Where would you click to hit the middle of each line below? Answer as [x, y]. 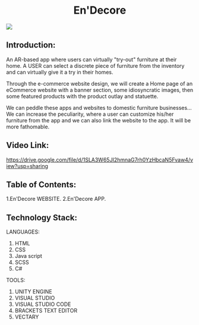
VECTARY [27, 317]
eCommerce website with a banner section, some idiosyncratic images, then [100, 90]
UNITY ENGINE [33, 292]
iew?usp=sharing [27, 166]
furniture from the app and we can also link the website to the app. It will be [99, 120]
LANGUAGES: [23, 232]
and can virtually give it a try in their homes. [60, 72]
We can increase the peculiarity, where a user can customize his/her [90, 114]
